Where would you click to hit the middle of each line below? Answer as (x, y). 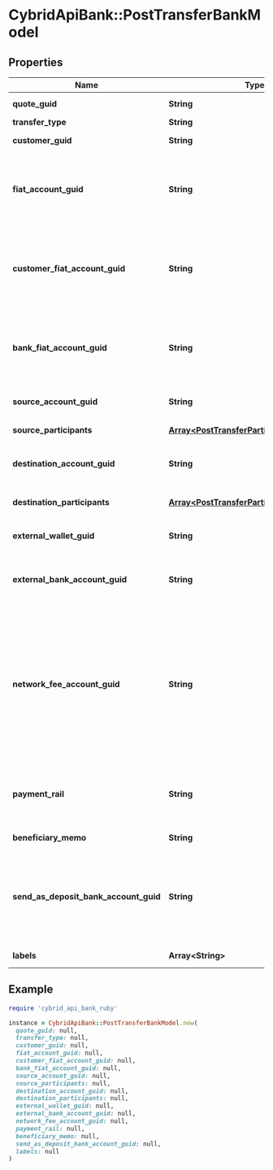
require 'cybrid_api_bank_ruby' (63, 1008)
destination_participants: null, (72, 1098)
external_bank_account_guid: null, (76, 1114)
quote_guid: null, (47, 1030)
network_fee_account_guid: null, (72, 1121)
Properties (36, 62)
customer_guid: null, (52, 1046)
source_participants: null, (63, 1083)
